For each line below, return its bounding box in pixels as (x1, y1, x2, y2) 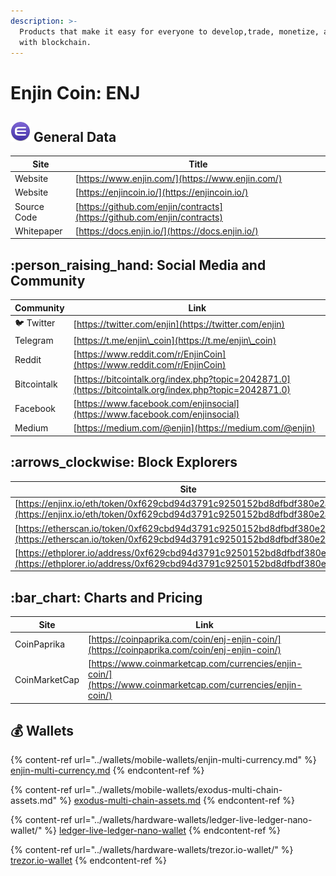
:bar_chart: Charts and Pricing (10, 589, 203, 606)
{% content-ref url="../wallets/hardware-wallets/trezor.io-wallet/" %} (10, 844, 294, 856)
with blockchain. (19, 37, 92, 47)
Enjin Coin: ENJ (10, 81, 141, 104)
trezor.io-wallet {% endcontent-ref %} (10, 855, 167, 867)
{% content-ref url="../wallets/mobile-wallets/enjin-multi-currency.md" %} (10, 754, 317, 766)
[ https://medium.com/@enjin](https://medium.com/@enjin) (73, 422, 316, 434)
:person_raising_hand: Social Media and (10, 256, 267, 274)
